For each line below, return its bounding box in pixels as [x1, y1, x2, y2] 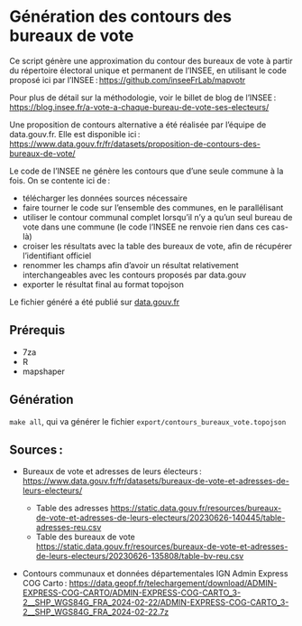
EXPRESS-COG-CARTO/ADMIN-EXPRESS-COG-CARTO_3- [22, 587, 242, 598]
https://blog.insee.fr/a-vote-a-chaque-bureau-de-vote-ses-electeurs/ [9, 101, 270, 112]
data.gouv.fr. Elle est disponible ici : [9, 128, 141, 139]
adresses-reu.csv [35, 522, 102, 533]
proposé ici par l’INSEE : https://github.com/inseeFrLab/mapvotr [9, 74, 246, 85]
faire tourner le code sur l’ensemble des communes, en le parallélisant [22, 201, 284, 213]
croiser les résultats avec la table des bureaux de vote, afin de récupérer [22, 240, 293, 251]
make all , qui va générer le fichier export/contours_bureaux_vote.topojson [9, 416, 287, 426]
